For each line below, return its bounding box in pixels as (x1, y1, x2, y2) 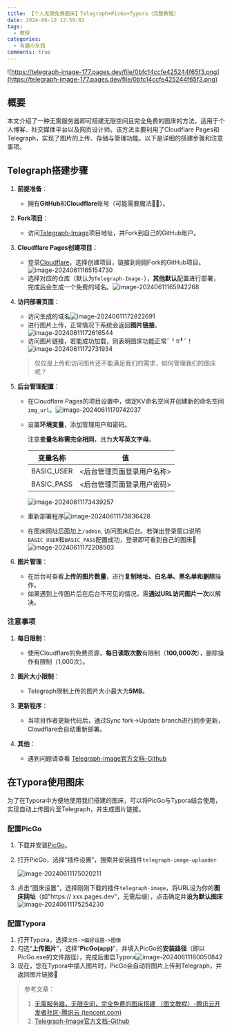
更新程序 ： (17, 701, 48, 709)
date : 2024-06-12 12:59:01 (7, 17, 85, 24)
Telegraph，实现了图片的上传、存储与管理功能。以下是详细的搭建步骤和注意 (7, 134, 224, 142)
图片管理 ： (17, 557, 48, 565)
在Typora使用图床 (7, 777, 84, 788)
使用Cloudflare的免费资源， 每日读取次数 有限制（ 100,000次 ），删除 (27, 649, 219, 657)
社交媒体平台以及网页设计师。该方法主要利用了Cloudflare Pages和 (30, 125, 220, 134)
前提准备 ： (17, 184, 48, 192)
